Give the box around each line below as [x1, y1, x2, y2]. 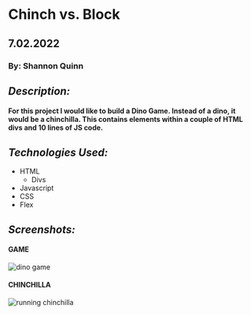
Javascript [19, 183, 54, 193]
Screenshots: [8, 222, 76, 236]
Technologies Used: [8, 145, 109, 159]
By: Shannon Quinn [8, 60, 84, 71]
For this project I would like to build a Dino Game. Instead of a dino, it [8, 106, 236, 115]
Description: [8, 84, 71, 97]
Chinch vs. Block [8, 5, 120, 24]
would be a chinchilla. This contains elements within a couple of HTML [8, 115, 244, 124]
